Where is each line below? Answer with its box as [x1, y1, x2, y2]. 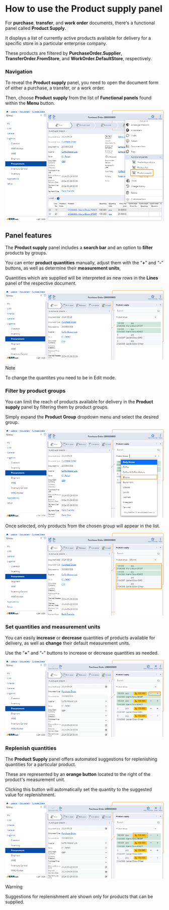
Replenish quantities [5, 744, 57, 751]
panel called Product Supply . [5, 25, 66, 31]
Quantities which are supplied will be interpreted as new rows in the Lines [5, 275, 158, 281]
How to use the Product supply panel [5, 3, 162, 15]
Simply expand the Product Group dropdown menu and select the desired [5, 414, 159, 420]
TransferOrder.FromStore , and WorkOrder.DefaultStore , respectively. [5, 55, 152, 61]
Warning [5, 884, 23, 890]
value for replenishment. [5, 792, 56, 798]
